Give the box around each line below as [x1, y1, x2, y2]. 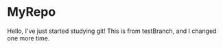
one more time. [7, 34, 50, 42]
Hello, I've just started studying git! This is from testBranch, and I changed [7, 27, 217, 35]
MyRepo [7, 4, 56, 20]
